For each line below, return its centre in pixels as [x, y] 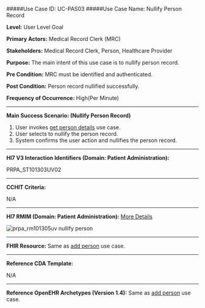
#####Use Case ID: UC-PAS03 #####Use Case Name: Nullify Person [94, 9]
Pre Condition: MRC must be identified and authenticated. [80, 74]
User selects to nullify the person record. [67, 134]
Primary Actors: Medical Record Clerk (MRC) [63, 39]
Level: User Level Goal [35, 27]
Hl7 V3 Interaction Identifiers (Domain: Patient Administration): [88, 158]
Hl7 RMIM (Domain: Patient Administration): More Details [79, 217]
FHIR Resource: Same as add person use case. [66, 246]
